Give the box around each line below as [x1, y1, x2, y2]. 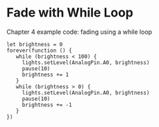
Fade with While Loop [6, 5, 133, 21]
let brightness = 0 [6, 41, 63, 48]
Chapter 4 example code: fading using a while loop [6, 28, 153, 36]
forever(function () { [6, 47, 72, 54]
